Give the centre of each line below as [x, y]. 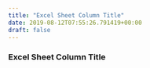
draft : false [29, 30]
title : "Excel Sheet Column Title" [66, 15]
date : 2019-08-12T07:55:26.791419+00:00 [75, 23]
